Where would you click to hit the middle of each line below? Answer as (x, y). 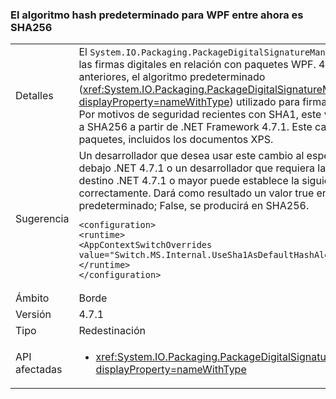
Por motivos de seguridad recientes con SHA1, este (200, 115)
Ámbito (32, 298)
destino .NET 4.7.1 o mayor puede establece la (189, 181)
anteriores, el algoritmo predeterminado (172, 77)
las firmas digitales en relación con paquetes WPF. (197, 65)
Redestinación (112, 331)
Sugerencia (42, 219)
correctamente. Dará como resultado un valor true (196, 193)
